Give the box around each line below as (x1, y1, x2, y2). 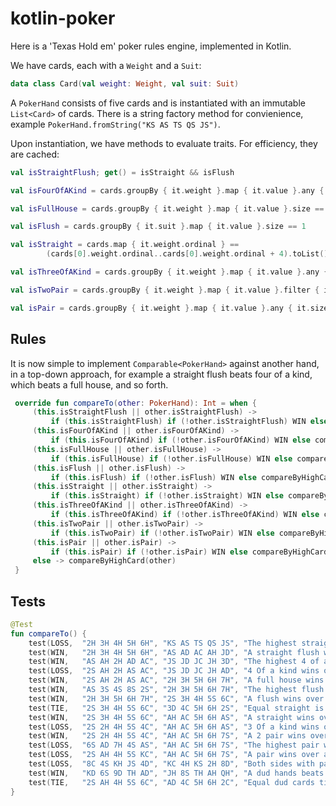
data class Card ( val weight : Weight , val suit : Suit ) (10, 78, 240, 89)
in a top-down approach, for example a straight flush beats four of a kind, (10, 368, 313, 380)
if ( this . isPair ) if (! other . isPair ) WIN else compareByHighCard (50, 547, 329, 557)
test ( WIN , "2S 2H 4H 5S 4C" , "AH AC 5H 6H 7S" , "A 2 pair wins (28, 731, 307, 741)
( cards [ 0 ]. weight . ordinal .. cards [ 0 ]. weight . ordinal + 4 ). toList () (46, 249, 329, 259)
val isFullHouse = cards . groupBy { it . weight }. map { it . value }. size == (10, 203, 325, 214)
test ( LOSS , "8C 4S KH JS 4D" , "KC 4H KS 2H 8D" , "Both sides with (28, 759, 315, 769)
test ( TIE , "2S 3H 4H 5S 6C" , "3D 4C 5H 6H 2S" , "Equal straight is (28, 703, 325, 713)
